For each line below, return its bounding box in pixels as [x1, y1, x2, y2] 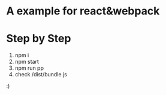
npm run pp [14, 64, 44, 72]
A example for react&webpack [6, 4, 160, 18]
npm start [14, 58, 39, 66]
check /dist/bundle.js [14, 71, 67, 78]
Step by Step [6, 32, 71, 46]
